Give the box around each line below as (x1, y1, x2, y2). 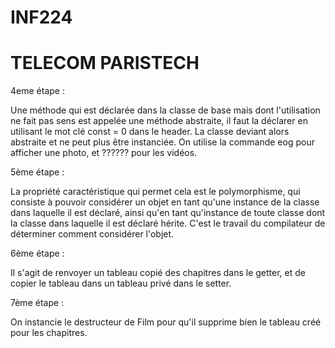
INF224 (10, 6, 73, 29)
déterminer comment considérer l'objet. (10, 228, 175, 240)
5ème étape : (10, 166, 65, 178)
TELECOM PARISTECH (10, 52, 200, 75)
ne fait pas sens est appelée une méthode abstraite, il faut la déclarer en (10, 115, 308, 127)
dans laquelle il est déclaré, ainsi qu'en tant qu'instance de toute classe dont (10, 207, 326, 219)
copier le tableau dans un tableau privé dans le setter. (10, 277, 232, 290)
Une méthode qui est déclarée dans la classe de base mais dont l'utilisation (10, 104, 321, 116)
